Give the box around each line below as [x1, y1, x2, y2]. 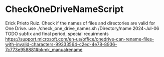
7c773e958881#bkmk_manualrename [5, 46, 83, 52]
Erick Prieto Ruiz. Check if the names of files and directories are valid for [5, 20, 155, 26]
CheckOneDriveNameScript [5, 3, 124, 15]
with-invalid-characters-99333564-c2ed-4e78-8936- [5, 41, 117, 47]
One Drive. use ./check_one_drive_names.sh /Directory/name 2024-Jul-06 [5, 25, 159, 31]
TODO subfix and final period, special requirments [5, 30, 109, 36]
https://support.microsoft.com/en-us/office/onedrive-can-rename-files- [5, 36, 154, 42]
